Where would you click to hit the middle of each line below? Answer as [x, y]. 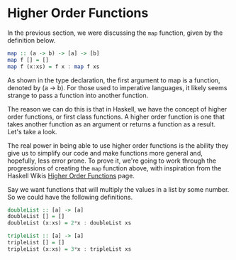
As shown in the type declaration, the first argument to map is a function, [114, 80]
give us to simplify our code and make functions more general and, [105, 153]
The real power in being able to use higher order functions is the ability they [118, 145]
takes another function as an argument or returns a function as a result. [112, 124]
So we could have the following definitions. [70, 197]
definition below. [32, 40]
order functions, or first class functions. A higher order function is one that [116, 117]
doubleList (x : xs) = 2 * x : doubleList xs [69, 223]
